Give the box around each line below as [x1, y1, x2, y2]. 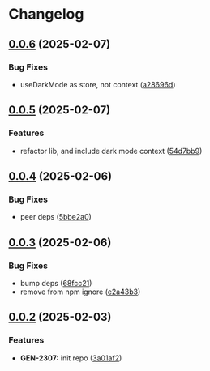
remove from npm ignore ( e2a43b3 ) [19, 287, 141, 296]
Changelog [8, 5, 84, 23]
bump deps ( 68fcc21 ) [19, 278, 92, 288]
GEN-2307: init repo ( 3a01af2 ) [19, 353, 122, 363]
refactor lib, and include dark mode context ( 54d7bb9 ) [19, 146, 203, 156]
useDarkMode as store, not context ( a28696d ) [19, 79, 176, 89]
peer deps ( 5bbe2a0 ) [19, 212, 92, 222]
